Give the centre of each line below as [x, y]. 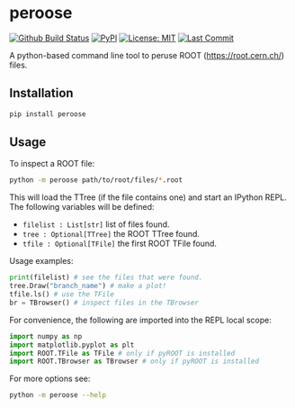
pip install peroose [48, 114]
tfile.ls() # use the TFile [62, 295]
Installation [41, 93]
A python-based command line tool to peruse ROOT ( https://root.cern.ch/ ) [147, 55]
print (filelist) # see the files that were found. [106, 277]
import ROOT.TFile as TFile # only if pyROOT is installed [122, 353]
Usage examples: [41, 261]
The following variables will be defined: [82, 207]
